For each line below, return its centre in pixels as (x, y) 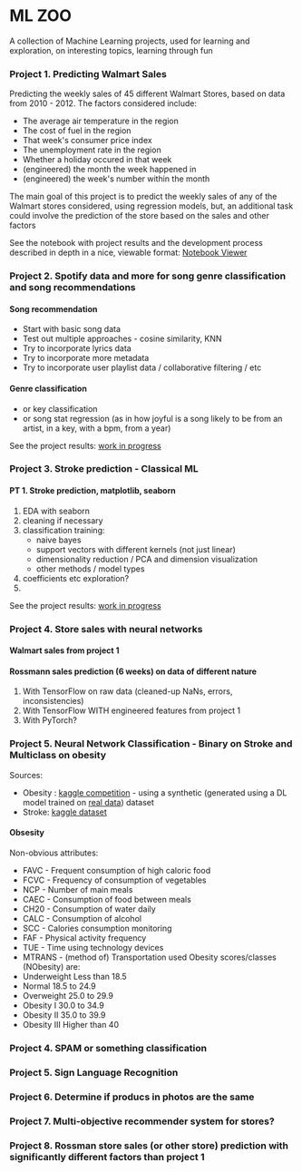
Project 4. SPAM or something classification (108, 1048)
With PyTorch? (49, 720)
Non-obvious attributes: (54, 853)
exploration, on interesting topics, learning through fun (111, 50)
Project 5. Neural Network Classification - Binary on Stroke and (151, 744)
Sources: (26, 775)
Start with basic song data (71, 329)
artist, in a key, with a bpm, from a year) (97, 428)
